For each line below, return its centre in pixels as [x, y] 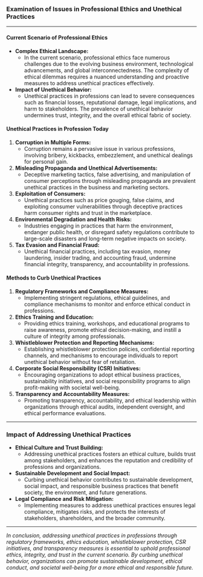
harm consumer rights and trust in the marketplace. [88, 212]
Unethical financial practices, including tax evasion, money [97, 251]
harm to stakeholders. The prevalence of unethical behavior [98, 109]
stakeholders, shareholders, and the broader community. [95, 518]
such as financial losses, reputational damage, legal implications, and [110, 102]
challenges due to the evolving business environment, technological [109, 64]
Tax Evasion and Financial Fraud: [57, 245]
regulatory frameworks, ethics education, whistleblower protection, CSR [96, 542]
